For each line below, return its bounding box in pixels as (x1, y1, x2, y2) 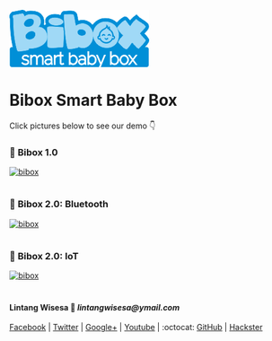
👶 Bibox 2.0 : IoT (9, 249, 79, 262)
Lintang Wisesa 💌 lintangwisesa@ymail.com (9, 302, 180, 312)
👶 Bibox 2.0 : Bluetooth (9, 198, 110, 211)
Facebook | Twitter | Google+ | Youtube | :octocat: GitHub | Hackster (9, 322, 263, 333)
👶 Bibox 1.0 (9, 145, 58, 158)
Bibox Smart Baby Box (9, 91, 178, 110)
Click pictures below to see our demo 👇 (9, 120, 156, 131)
